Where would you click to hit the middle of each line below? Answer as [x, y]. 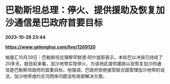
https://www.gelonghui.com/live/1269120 [51, 47]
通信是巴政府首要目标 [59, 23]
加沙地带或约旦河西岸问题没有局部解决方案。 [60, 76]
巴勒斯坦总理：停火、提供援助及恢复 [81, 10]
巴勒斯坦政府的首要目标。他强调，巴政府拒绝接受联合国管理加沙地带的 [87, 70]
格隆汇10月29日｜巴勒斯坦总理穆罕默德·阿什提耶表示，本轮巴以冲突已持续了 [84, 57]
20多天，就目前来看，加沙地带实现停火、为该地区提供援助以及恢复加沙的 [81, 63]
